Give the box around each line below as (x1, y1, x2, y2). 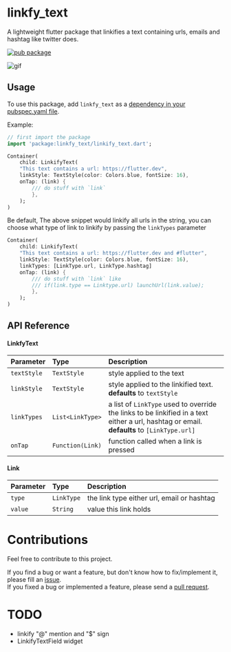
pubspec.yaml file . (7, 107, 60, 115)
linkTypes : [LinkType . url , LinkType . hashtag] (19, 262, 153, 269)
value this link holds (87, 504, 151, 514)
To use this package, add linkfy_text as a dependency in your (7, 100, 186, 108)
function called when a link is (108, 436, 202, 445)
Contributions (7, 532, 88, 547)
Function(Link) (52, 441, 102, 449)
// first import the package (7, 134, 91, 140)
